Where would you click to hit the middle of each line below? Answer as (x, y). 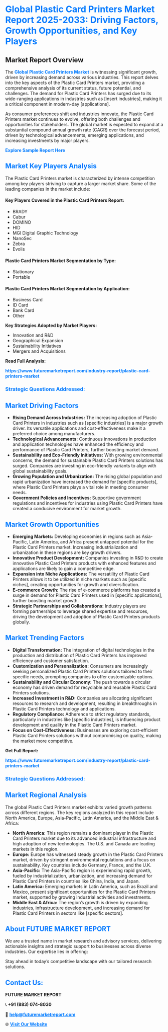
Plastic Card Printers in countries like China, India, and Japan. (76, 881)
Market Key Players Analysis (51, 166)
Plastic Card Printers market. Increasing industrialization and (75, 547)
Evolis (19, 249)
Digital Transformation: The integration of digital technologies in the (83, 650)
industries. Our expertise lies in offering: (47, 951)
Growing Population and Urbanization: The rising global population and (87, 477)
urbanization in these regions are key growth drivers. (67, 552)
